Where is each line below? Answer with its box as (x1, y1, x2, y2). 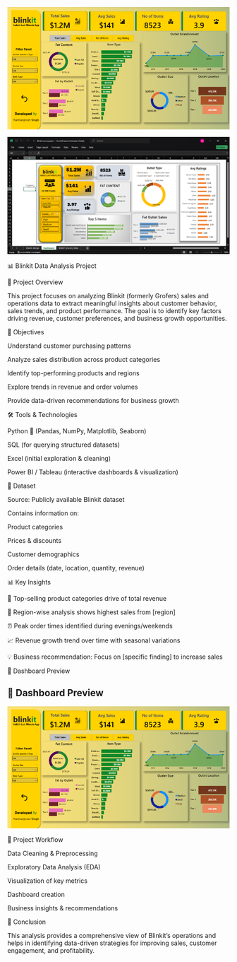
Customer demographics (7, 550, 80, 558)
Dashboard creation (7, 891, 65, 899)
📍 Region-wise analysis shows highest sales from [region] (7, 608, 176, 616)
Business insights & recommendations (7, 904, 119, 913)
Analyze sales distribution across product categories (7, 355, 161, 363)
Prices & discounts (7, 536, 62, 544)
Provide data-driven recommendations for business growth (7, 396, 179, 404)
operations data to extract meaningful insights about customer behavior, (7, 299, 217, 307)
